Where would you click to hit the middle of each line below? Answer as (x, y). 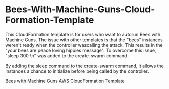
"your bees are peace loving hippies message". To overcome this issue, (81, 50)
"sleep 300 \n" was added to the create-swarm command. (67, 56)
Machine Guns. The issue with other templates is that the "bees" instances (84, 40)
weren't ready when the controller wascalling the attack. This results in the (84, 45)
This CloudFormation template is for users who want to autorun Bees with (83, 34)
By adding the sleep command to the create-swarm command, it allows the (84, 66)
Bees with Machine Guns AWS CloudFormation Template (65, 81)
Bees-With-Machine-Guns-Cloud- (80, 9)
